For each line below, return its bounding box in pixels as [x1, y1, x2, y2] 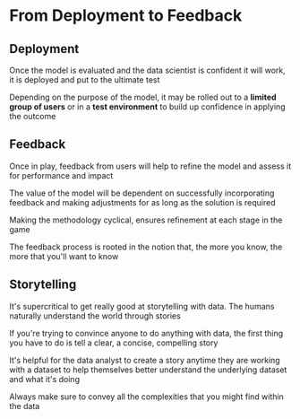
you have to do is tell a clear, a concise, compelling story [9, 337, 219, 348]
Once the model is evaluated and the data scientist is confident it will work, [9, 65, 286, 75]
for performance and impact [9, 170, 114, 180]
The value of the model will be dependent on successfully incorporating [9, 188, 275, 198]
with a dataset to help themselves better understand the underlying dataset [9, 364, 287, 375]
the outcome [9, 111, 56, 121]
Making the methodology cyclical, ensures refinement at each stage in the [9, 214, 283, 225]
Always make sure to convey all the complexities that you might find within [9, 391, 284, 402]
